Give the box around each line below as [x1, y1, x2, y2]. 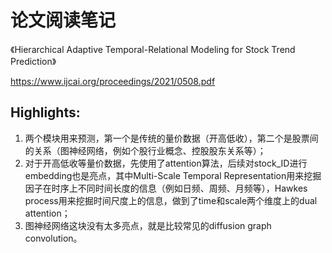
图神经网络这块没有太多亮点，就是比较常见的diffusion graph [24, 219, 272, 231]
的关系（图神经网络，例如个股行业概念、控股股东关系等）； [24, 144, 267, 156]
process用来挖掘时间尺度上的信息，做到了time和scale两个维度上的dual [24, 194, 318, 206]
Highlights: [10, 104, 81, 121]
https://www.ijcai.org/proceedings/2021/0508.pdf [10, 75, 216, 87]
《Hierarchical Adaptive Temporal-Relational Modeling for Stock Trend [10, 43, 296, 55]
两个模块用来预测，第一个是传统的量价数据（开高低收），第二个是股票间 [24, 132, 319, 144]
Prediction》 [10, 55, 57, 67]
